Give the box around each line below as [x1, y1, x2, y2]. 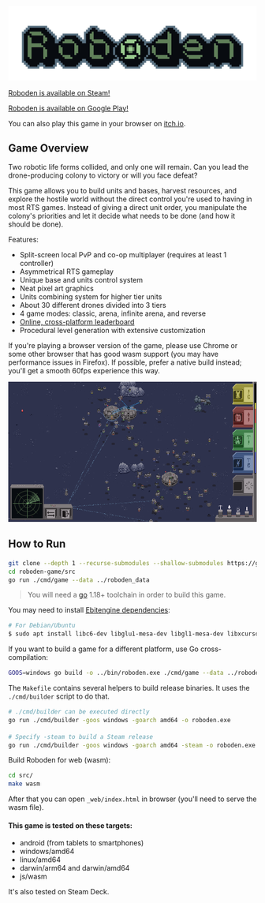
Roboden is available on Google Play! [8, 103, 129, 113]
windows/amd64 [19, 847, 75, 856]
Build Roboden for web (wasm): [8, 755, 111, 765]
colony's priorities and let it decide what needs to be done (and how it [8, 212, 236, 221]
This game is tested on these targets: [8, 820, 132, 830]
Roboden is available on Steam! [8, 88, 110, 97]
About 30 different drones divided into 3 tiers [19, 301, 167, 310]
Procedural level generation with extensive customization [19, 326, 207, 335]
